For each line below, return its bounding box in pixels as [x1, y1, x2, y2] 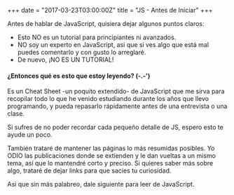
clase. [7, 109, 25, 118]
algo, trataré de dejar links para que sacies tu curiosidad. [7, 166, 172, 175]
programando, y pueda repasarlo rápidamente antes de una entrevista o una [7, 102, 228, 111]
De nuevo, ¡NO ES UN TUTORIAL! [17, 55, 114, 64]
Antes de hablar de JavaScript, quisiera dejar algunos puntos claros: [7, 20, 205, 27]
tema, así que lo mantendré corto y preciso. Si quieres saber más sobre [7, 159, 214, 168]
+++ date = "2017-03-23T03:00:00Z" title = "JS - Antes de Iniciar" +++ [7, 6, 213, 14]
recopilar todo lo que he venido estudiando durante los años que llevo [7, 95, 209, 103]
